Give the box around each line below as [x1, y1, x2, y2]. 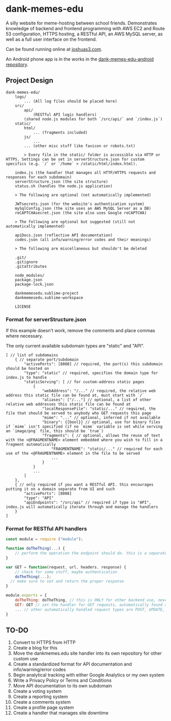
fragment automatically [6, 442, 56, 447]
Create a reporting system [13, 693, 68, 700]
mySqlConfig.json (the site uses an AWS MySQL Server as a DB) [15, 206, 152, 211]
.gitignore [15, 259, 38, 264]
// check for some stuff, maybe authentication [15, 569, 117, 575]
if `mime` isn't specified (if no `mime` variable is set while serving [6, 424, 163, 429]
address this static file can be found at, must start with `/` [6, 393, 145, 398]
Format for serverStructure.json [6, 316, 87, 323]
